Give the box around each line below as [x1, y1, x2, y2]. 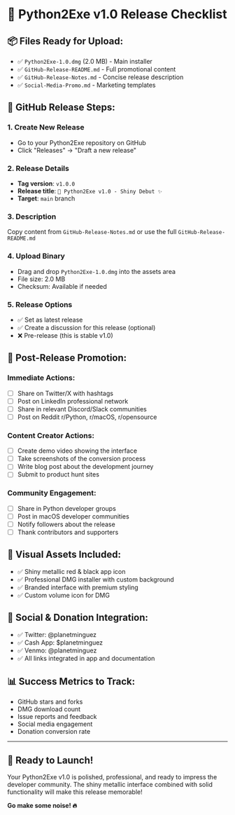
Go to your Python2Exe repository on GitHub [17, 138, 147, 146]
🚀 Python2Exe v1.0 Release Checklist [7, 6, 227, 22]
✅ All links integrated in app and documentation [17, 654, 155, 662]
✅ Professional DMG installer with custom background [17, 575, 175, 584]
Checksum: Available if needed [17, 282, 107, 290]
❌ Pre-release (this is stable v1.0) [17, 331, 113, 339]
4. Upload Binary [7, 252, 65, 261]
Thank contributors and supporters [17, 528, 119, 536]
